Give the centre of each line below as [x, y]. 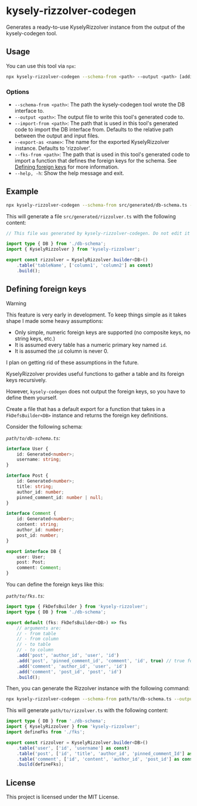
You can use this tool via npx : [41, 66]
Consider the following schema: [45, 426]
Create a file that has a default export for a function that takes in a [86, 409]
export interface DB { [34, 551]
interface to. [29, 110]
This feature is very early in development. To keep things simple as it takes [96, 315]
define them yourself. [32, 397]
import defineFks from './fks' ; [45, 732]
